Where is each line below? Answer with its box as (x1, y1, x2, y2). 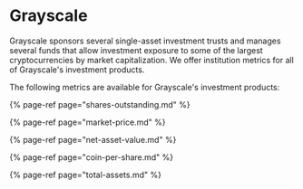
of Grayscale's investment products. (9, 64, 145, 75)
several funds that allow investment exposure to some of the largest (9, 44, 263, 55)
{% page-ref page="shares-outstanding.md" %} (9, 99, 191, 109)
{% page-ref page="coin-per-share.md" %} (9, 151, 174, 163)
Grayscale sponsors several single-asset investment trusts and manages (9, 35, 281, 46)
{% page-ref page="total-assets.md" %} (9, 169, 161, 180)
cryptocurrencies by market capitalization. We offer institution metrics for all (9, 54, 295, 65)
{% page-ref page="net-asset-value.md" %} (9, 134, 177, 145)
